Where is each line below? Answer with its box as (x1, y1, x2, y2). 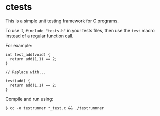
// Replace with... (5, 69, 46, 75)
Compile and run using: (5, 96, 54, 102)
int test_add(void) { (5, 52, 51, 57)
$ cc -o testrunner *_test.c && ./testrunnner (5, 105, 104, 111)
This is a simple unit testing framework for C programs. (5, 18, 119, 24)
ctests (5, 1, 32, 13)
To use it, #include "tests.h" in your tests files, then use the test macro (5, 27, 155, 33)
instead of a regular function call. (5, 33, 74, 39)
